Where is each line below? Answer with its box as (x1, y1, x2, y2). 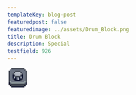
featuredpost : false (7, 18, 68, 26)
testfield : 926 (7, 48, 52, 55)
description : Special (7, 40, 70, 48)
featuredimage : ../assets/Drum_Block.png (7, 26, 130, 33)
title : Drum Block (7, 33, 61, 40)
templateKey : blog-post (7, 11, 77, 18)
